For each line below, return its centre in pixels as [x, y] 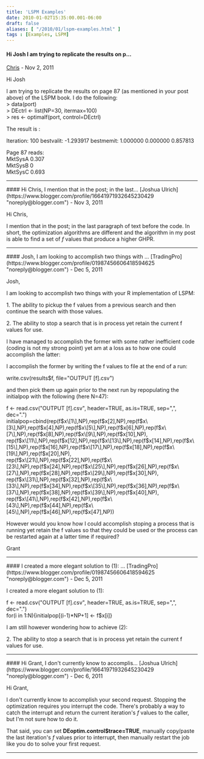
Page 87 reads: [25, 152]
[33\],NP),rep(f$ [27, 486]
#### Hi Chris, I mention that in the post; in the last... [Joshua [83, 190]
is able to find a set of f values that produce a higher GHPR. [80, 239]
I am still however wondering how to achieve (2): [67, 627]
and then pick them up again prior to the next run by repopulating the [93, 390]
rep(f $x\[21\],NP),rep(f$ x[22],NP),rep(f [55, 460]
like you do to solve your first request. [54, 744]
